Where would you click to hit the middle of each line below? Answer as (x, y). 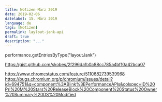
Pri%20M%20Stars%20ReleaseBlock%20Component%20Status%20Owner (81, 89)
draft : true (17, 37)
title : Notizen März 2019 (31, 9)
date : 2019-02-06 (22, 14)
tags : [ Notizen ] (21, 28)
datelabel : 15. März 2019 (31, 18)
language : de (18, 23)
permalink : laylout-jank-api (34, 32)
